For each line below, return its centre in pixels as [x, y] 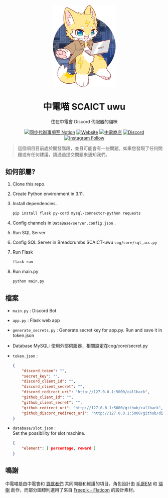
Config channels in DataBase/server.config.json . [64, 223]
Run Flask [23, 252]
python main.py [28, 281]
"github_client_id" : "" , [48, 397]
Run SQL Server [29, 233]
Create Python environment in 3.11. [48, 194]
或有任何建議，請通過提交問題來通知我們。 [66, 154]
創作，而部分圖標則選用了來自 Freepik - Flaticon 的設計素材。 [74, 490]
